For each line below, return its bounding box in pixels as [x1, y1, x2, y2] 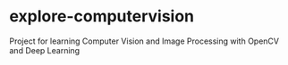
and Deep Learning [9, 45, 80, 55]
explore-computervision [9, 6, 195, 27]
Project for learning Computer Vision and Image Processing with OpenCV [9, 36, 280, 46]
